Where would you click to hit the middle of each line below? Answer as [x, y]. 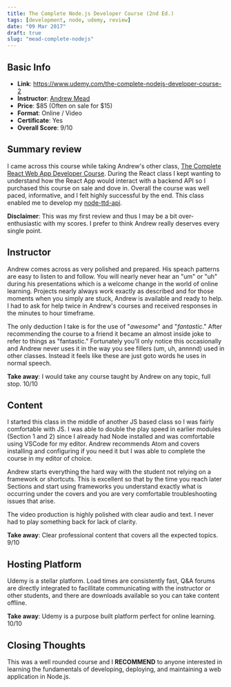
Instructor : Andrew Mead [53, 98]
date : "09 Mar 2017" [37, 26]
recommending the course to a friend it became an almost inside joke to [109, 333]
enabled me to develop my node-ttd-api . [65, 202]
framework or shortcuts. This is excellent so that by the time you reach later [114, 479]
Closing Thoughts [47, 645]
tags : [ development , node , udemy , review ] [69, 20]
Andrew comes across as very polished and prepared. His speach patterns [113, 269]
